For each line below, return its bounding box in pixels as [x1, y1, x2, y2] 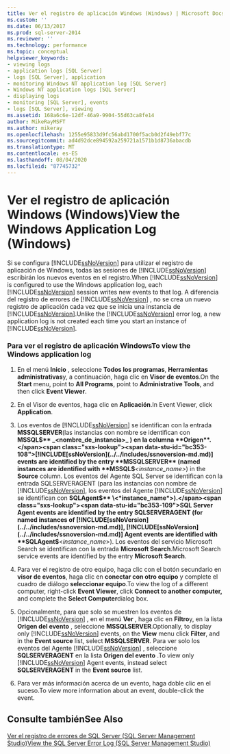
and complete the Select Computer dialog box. [16, 594, 149, 603]
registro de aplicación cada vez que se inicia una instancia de [7, 302, 181, 310]
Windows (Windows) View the [7, 207, 180, 223]
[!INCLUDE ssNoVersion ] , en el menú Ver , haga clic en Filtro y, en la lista [16, 614, 222, 623]
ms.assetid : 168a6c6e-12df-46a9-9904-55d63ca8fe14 [7, 112, 155, 118]
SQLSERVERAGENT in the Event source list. [16, 666, 142, 674]
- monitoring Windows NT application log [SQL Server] [7, 80, 167, 87]
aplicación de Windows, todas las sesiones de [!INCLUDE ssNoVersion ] [7, 266, 207, 274]
